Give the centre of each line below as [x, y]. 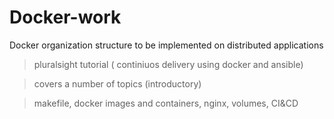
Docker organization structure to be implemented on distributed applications [166, 45]
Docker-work [65, 17]
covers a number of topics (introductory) [117, 83]
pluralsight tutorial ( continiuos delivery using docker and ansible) [168, 64]
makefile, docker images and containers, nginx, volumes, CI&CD [166, 103]
